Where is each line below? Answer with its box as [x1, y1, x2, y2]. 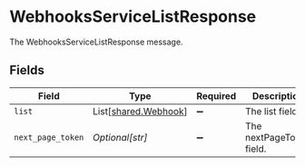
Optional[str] [92, 131, 148, 143]
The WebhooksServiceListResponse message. [9, 36, 183, 47]
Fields [9, 63, 45, 78]
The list [244, 104, 277, 117]
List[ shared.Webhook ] [92, 104, 188, 117]
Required [196, 89, 237, 102]
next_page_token [14, 132, 84, 142]
